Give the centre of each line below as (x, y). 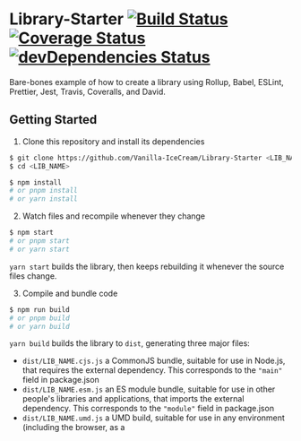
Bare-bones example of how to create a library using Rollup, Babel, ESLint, (146, 82)
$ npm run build (39, 309)
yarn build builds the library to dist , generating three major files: (130, 343)
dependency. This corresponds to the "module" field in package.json (148, 409)
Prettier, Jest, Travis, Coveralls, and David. (87, 91)
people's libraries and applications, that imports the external (133, 399)
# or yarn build (39, 326)
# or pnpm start (39, 241)
